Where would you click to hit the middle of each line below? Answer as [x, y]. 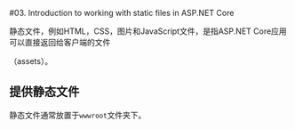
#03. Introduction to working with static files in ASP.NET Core [122, 13]
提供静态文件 [44, 92]
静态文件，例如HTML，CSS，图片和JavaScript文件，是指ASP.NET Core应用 [148, 31]
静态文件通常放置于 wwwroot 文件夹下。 [78, 115]
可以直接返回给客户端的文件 [60, 42]
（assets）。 [31, 61]
